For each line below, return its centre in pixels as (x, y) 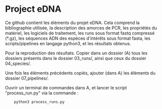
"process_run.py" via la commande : (42, 93)
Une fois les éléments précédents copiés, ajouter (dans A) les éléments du (80, 73)
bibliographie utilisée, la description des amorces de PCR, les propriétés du (81, 27)
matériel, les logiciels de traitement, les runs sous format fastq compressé (80, 33)
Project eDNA (33, 9)
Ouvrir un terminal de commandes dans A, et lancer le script (66, 87)
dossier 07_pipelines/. (27, 78)
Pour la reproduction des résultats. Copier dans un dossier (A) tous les (76, 53)
